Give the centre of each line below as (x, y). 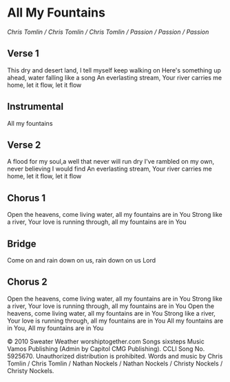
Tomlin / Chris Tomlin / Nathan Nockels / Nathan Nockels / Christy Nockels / (115, 363)
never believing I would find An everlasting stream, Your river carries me (109, 169)
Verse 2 (24, 145)
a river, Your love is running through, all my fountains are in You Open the (111, 306)
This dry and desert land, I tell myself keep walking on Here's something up (114, 70)
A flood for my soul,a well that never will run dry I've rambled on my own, (111, 162)
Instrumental (35, 107)
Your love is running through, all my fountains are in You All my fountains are (115, 321)
